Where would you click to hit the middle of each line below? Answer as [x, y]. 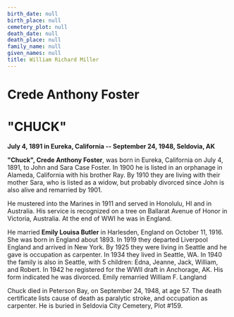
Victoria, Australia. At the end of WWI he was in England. [90, 218]
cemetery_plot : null [38, 27]
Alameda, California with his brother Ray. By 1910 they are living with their [114, 175]
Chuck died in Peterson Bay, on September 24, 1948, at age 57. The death [115, 290]
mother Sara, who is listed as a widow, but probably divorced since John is [116, 182]
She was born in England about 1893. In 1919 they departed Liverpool [107, 240]
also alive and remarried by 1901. [55, 189]
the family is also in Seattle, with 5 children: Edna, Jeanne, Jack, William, [113, 262]
